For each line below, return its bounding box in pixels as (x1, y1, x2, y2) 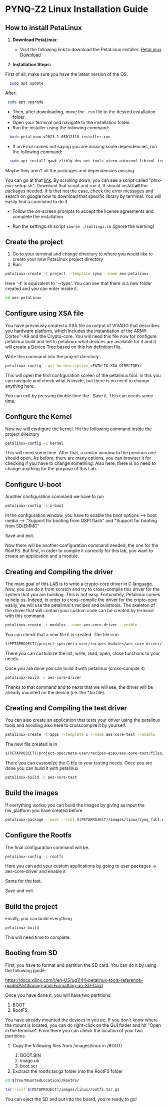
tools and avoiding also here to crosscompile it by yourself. (5, 722, 126, 728)
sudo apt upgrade (7, 99, 43, 105)
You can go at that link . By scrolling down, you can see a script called (5, 177, 148, 183)
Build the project (5, 902, 58, 911)
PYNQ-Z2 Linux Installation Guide (5, 4, 148, 15)
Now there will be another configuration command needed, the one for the (5, 542, 158, 548)
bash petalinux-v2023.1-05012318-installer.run (9, 134, 111, 139)
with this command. (5, 613, 46, 619)
